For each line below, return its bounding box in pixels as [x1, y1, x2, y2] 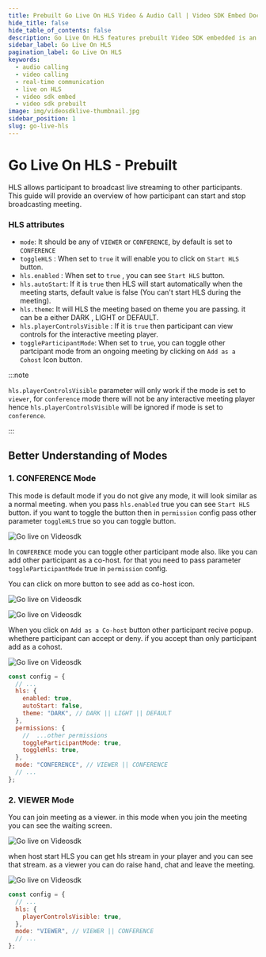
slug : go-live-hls [8, 122, 69, 130]
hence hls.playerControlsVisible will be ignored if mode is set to [8, 402, 223, 412]
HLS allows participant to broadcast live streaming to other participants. [8, 182, 243, 192]
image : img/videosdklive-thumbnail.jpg [8, 108, 140, 116]
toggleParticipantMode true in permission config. [8, 563, 168, 573]
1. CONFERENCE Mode [8, 473, 97, 484]
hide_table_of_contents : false [8, 26, 112, 34]
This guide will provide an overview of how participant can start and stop [8, 191, 246, 200]
